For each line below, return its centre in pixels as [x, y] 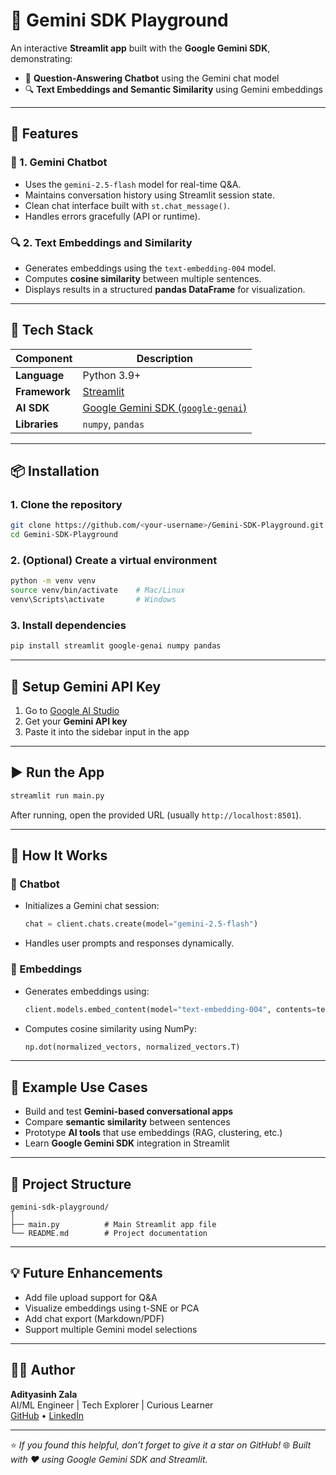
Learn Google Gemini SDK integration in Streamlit [127, 1143]
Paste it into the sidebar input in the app [107, 732]
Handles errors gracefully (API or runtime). [112, 216]
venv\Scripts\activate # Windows [93, 600]
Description [165, 358]
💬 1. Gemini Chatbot [59, 162]
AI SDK [32, 407]
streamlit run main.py [57, 795]
